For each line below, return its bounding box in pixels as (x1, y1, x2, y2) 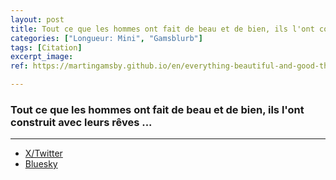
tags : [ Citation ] (10, 42, 83, 53)
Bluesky (24, 158, 58, 170)
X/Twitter (24, 147, 63, 160)
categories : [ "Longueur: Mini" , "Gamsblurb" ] (10, 33, 203, 43)
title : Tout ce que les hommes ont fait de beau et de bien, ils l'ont (10, 24, 315, 34)
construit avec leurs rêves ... (10, 115, 153, 129)
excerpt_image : (10, 52, 74, 62)
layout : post (10, 14, 65, 25)
